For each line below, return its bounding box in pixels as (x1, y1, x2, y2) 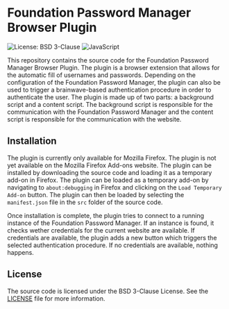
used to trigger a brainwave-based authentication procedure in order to (7, 85, 212, 94)
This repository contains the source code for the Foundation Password (7, 56, 210, 64)
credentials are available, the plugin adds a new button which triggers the (7, 233, 217, 242)
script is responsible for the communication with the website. (7, 115, 182, 123)
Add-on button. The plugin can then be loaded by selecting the (7, 190, 185, 199)
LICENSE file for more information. (7, 294, 105, 303)
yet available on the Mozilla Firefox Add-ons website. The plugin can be (7, 161, 212, 169)
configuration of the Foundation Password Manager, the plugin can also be (7, 78, 221, 86)
